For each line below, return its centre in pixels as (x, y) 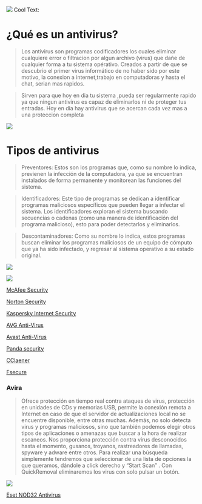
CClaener (18, 360)
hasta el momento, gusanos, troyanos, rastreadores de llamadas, (102, 446)
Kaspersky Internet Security (41, 313)
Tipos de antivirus (53, 151)
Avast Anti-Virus (26, 337)
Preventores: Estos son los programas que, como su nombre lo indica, (109, 167)
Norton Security (26, 301)
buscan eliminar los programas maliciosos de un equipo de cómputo (106, 242)
